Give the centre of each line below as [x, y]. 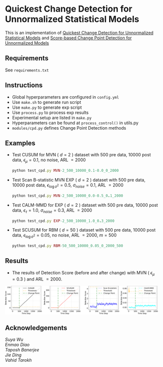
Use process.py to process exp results [50, 112]
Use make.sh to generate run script [47, 102]
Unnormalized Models [27, 43]
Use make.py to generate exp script [47, 107]
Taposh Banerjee [22, 350]
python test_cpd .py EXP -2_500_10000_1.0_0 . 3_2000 [63, 221]
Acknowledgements [36, 328]
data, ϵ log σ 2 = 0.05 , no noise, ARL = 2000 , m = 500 [64, 236]
